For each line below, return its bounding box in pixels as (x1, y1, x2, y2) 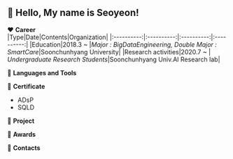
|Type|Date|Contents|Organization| (7, 33, 108, 41)
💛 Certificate (7, 82, 45, 91)
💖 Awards (7, 130, 36, 138)
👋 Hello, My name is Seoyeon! (7, 7, 139, 19)
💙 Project (7, 116, 35, 125)
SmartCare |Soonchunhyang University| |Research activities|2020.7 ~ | (7, 47, 211, 56)
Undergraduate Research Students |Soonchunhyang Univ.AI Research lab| (7, 55, 220, 63)
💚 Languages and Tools (7, 68, 77, 77)
